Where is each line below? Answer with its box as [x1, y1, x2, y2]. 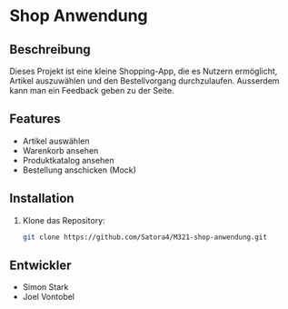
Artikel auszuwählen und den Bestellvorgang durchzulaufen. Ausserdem [9, 75, 280, 86]
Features [9, 111, 61, 127]
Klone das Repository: [22, 214, 106, 225]
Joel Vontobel [22, 292, 75, 303]
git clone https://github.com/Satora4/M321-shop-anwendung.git [22, 233, 268, 242]
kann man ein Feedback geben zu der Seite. [9, 85, 174, 95]
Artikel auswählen [22, 135, 90, 146]
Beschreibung [9, 42, 91, 57]
